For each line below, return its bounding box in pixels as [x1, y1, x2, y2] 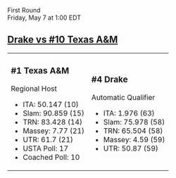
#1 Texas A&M [11, 65, 70, 77]
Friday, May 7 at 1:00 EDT [7, 13, 81, 22]
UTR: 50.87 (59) [103, 144, 158, 153]
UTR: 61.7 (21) [23, 134, 74, 144]
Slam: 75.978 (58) [103, 117, 165, 127]
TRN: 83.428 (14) [23, 117, 83, 127]
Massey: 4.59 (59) [103, 134, 165, 144]
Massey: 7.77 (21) [23, 126, 85, 136]
